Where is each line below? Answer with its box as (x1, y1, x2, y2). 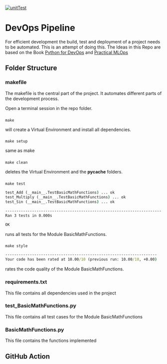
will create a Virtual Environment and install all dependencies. (5, 126, 131, 132)
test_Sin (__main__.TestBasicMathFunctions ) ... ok (5, 199, 115, 204)
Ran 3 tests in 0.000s (5, 213, 52, 218)
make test (5, 181, 26, 186)
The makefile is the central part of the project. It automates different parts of (5, 90, 162, 96)
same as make (5, 147, 35, 153)
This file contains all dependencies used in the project (5, 290, 116, 296)
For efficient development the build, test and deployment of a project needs (5, 38, 161, 44)
